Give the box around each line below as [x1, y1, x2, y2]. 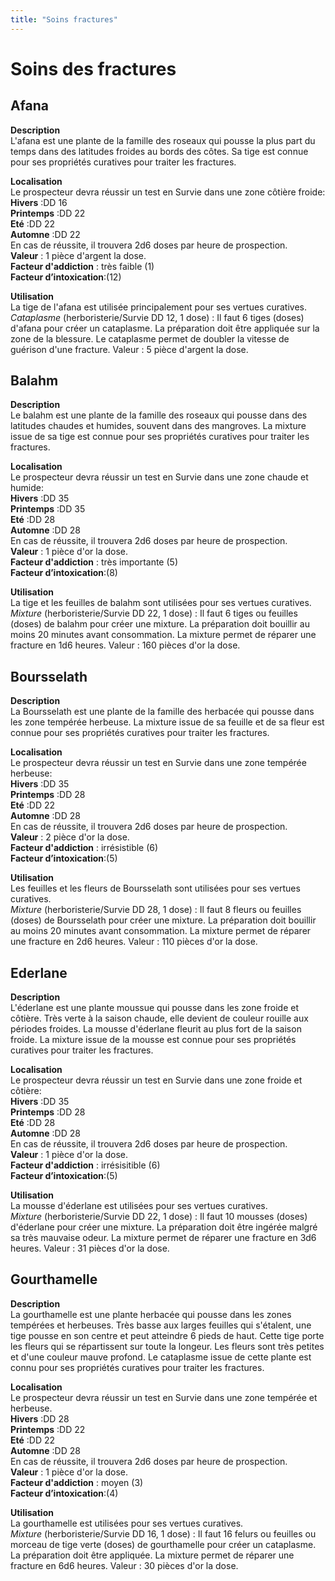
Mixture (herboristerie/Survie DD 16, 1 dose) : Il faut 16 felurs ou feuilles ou [10, 1527, 317, 1540]
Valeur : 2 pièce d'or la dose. [10, 831, 130, 843]
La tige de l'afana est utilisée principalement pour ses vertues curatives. [10, 301, 307, 313]
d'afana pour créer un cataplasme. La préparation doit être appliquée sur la [10, 322, 320, 334]
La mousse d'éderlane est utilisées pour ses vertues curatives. [10, 1200, 268, 1212]
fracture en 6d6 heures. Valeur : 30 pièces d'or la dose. [10, 1559, 239, 1571]
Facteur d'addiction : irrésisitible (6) [10, 1159, 161, 1171]
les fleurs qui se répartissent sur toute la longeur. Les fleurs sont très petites [10, 1340, 325, 1352]
